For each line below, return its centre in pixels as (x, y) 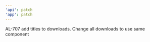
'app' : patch (19, 14)
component (17, 34)
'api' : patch (19, 10)
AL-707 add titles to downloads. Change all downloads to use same (75, 28)
